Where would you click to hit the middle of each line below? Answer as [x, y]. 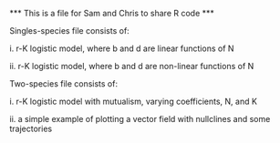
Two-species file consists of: [64, 84]
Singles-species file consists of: [69, 31]
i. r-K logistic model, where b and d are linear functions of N [122, 48]
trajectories [31, 128]
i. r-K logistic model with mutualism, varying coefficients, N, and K [134, 101]
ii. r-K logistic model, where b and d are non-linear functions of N [132, 66]
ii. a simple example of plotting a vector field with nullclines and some [140, 119]
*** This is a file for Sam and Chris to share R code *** [112, 13]
